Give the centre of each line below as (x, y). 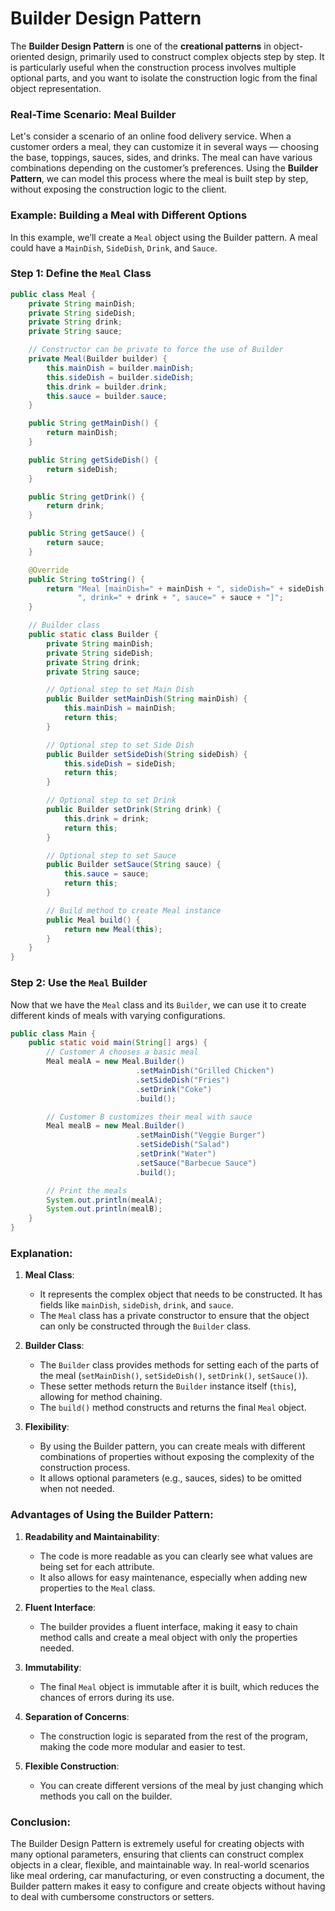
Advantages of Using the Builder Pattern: (112, 1515)
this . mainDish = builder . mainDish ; (120, 368)
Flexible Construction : (72, 1766)
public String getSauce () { (86, 533)
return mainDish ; (82, 433)
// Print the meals (87, 1190)
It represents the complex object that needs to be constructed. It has (181, 1294)
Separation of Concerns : (77, 1716)
